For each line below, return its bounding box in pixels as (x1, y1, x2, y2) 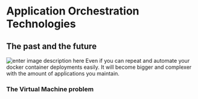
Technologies (6, 17, 77, 31)
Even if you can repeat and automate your (85, 57, 190, 64)
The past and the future (6, 41, 97, 51)
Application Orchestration (6, 4, 139, 18)
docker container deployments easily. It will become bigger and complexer (6, 63, 192, 71)
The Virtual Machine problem (6, 85, 94, 93)
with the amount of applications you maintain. (6, 70, 120, 77)
